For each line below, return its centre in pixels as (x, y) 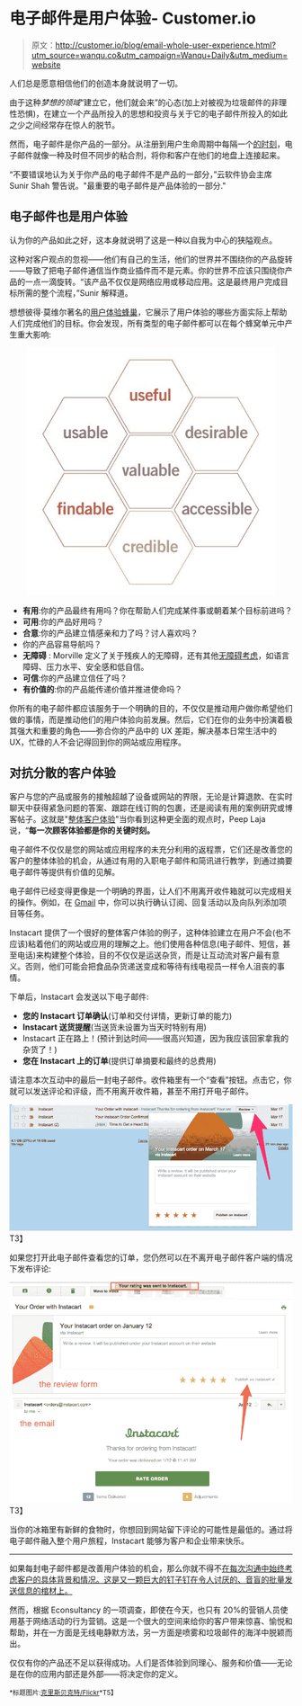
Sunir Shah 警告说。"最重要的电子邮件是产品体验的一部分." (118, 185)
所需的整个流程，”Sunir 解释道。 (75, 292)
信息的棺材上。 (44, 1590)
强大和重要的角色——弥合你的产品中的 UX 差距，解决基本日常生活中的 (147, 730)
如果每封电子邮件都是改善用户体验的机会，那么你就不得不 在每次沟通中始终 (147, 1568)
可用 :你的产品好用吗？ (63, 621)
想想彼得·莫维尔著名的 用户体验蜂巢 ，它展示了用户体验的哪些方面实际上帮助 (148, 312)
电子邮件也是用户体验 (68, 217)
